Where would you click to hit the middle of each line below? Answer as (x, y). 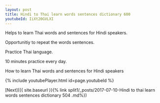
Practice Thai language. (29, 52)
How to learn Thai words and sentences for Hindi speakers (65, 71)
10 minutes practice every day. (36, 62)
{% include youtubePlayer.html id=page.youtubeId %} (60, 81)
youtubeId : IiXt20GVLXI (29, 19)
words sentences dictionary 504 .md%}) (46, 95)
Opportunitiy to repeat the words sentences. (50, 42)
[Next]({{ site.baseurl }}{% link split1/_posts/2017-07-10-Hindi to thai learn (80, 90)
